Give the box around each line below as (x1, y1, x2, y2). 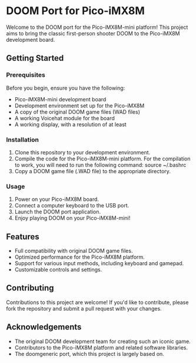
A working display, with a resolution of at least (14, 121, 127, 128)
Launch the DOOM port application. (14, 208, 101, 216)
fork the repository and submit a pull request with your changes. (6, 305, 162, 312)
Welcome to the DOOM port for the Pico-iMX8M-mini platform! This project (6, 24, 188, 31)
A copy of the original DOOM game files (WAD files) (14, 108, 140, 115)
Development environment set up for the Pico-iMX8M (14, 102, 145, 109)
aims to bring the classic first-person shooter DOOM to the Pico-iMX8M (6, 29, 180, 37)
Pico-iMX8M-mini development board (14, 95, 107, 103)
